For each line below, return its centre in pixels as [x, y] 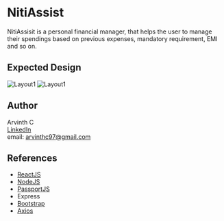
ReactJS [29, 174]
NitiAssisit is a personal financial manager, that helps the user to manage [110, 31]
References [32, 158]
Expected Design [44, 67]
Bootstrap [31, 204]
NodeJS [28, 182]
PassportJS [33, 189]
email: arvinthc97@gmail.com [49, 136]
